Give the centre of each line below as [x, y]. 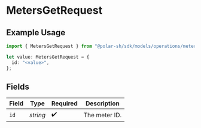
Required [64, 103]
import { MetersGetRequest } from [49, 46]
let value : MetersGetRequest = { [48, 57]
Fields [18, 86]
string [37, 115]
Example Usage [36, 33]
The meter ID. [103, 115]
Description [103, 103]
